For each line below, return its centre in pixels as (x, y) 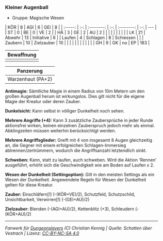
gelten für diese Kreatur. (29, 185)
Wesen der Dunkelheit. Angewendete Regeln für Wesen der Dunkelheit (76, 180)
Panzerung (30, 71)
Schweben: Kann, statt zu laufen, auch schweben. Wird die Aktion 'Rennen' (81, 160)
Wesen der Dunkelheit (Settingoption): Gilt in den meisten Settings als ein (80, 175)
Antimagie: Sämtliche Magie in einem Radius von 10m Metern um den (75, 91)
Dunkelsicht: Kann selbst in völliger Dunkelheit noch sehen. (65, 111)
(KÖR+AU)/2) (18, 214)
